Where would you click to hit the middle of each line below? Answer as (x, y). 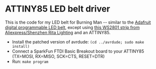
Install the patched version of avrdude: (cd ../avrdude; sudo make (78, 41)
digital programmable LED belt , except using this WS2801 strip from (72, 27)
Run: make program (30, 61)
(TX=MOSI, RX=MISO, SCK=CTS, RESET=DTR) (58, 56)
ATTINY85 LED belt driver (57, 9)
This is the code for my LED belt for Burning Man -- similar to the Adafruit (78, 22)
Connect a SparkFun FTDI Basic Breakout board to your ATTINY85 (78, 51)
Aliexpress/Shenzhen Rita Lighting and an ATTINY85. (58, 32)
